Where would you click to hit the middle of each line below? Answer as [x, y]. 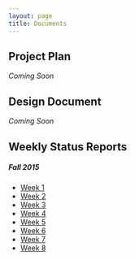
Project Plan [40, 56]
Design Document [55, 101]
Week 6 [33, 231]
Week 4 [33, 214]
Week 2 [33, 197]
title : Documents [38, 24]
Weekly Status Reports [68, 147]
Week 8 [33, 248]
